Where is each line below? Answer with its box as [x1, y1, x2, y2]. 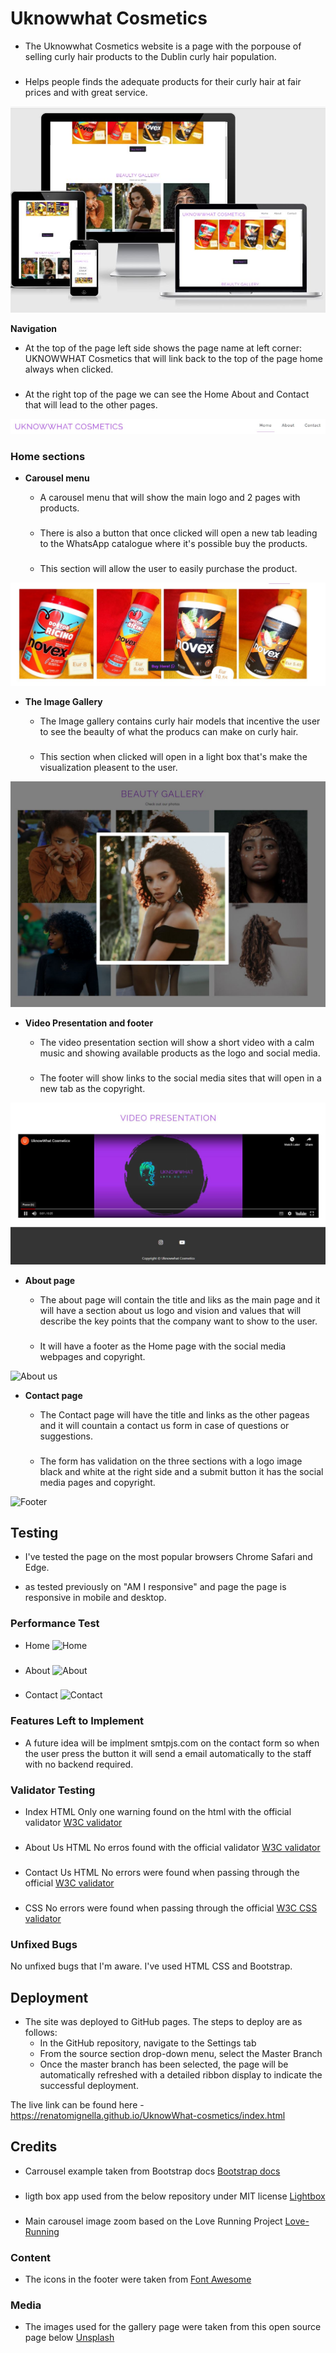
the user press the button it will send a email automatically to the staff [24, 1747, 312, 1759]
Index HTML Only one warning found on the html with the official [24, 1806, 292, 1818]
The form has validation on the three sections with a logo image [39, 1455, 303, 1467]
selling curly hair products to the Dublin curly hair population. [24, 50, 277, 62]
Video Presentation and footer [24, 1017, 154, 1029]
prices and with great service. [24, 86, 148, 98]
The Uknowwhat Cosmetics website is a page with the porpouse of [24, 40, 302, 52]
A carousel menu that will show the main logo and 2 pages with [39, 492, 301, 504]
